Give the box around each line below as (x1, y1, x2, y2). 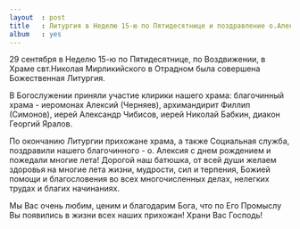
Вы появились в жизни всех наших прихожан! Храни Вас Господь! (9, 210, 263, 221)
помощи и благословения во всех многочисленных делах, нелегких (9, 174, 270, 184)
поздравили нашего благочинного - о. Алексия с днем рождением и (9, 145, 271, 156)
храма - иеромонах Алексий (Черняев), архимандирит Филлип (9, 100, 251, 110)
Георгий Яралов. (9, 119, 73, 129)
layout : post (9, 12, 66, 22)
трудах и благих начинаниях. (9, 184, 121, 194)
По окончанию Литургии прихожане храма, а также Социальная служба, (9, 135, 290, 147)
